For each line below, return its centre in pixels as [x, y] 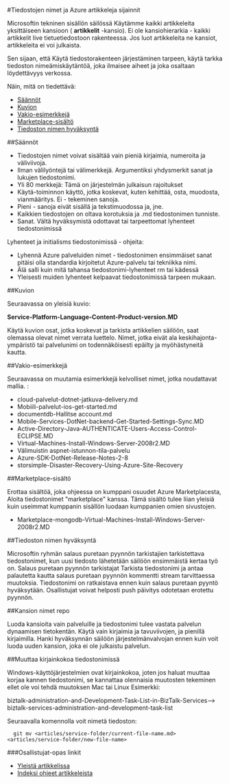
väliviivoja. [32, 163]
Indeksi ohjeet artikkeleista [55, 773]
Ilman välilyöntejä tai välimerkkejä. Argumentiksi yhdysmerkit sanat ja [115, 170]
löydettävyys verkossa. [40, 73]
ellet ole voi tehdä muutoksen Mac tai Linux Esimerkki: [84, 687]
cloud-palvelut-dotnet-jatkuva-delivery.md [77, 399]
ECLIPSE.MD [35, 436]
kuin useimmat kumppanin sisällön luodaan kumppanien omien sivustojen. [112, 506]
